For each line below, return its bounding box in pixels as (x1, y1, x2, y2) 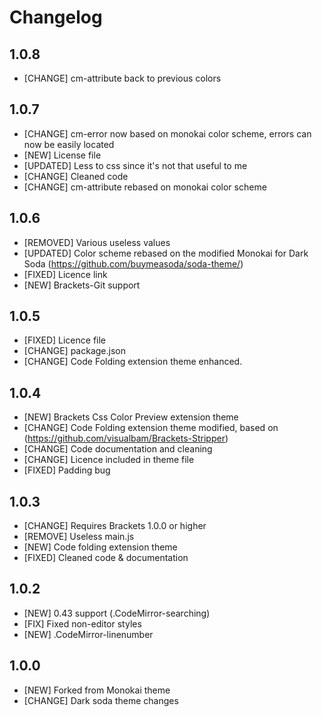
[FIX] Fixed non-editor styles (23, 617, 142, 630)
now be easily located (23, 138, 115, 150)
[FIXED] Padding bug (23, 464, 111, 476)
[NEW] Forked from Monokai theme (23, 684, 171, 696)
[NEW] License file (23, 149, 102, 161)
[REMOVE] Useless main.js (23, 531, 135, 543)
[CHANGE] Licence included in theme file (23, 454, 195, 466)
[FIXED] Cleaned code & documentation (23, 552, 189, 564)
